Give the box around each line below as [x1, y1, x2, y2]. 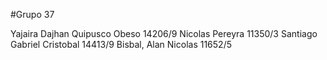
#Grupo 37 [10, 9, 55, 20]
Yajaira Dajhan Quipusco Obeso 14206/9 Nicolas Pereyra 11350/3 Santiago [10, 28, 318, 39]
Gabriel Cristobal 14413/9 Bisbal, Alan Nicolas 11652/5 [10, 39, 232, 50]
